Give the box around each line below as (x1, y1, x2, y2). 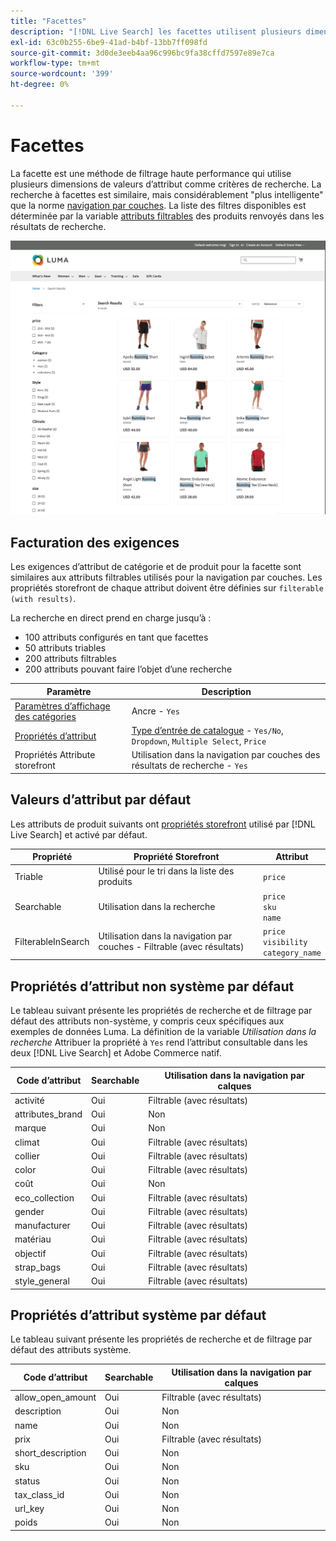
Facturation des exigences (10, 534, 180, 551)
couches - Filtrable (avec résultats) (98, 941, 245, 953)
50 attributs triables (24, 642, 107, 654)
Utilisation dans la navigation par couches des (131, 749, 321, 761)
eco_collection (14, 1191, 75, 1204)
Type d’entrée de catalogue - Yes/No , (131, 725, 284, 737)
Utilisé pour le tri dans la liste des (98, 865, 235, 877)
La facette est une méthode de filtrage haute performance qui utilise (10, 167, 292, 179)
